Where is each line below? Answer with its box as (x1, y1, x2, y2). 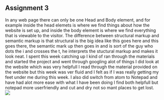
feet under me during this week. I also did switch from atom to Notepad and (5, 74, 158, 80)
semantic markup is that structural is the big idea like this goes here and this (5, 38, 159, 44)
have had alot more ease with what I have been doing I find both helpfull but (5, 79, 159, 85)
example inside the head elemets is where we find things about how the (5, 22, 150, 28)
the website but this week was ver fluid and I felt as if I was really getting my (5, 69, 159, 75)
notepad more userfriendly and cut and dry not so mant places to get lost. (5, 84, 154, 90)
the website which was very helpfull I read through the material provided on (5, 64, 158, 70)
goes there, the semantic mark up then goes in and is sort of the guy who (5, 43, 153, 49)
